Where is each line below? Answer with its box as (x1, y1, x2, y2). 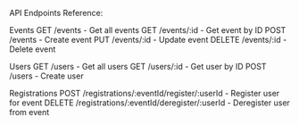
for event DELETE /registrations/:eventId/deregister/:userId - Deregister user (9, 97, 290, 108)
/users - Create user (9, 71, 84, 81)
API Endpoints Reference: (9, 8, 104, 18)
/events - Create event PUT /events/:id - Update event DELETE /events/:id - (9, 35, 287, 45)
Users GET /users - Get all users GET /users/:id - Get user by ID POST (9, 62, 267, 71)
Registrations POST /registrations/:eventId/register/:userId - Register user (9, 88, 280, 98)
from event (9, 107, 50, 117)
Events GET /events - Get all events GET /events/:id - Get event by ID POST (9, 25, 287, 35)
